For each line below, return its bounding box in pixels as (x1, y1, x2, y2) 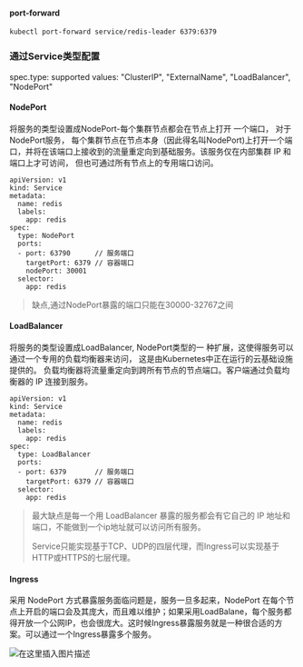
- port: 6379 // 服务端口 (17, 467, 134, 476)
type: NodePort (17, 231, 75, 240)
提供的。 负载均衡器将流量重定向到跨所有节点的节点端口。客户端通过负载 (9, 364, 282, 375)
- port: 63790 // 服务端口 (17, 248, 134, 258)
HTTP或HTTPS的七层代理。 (31, 552, 136, 562)
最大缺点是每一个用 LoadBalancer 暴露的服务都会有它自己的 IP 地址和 (31, 510, 291, 521)
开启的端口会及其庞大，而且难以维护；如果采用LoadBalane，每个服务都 (24, 606, 292, 617)
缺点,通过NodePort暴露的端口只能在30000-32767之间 (31, 299, 234, 310)
